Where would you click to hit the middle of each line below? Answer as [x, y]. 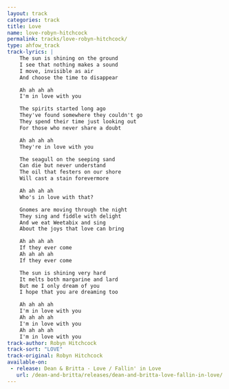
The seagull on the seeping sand [67, 159]
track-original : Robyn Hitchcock [55, 356]
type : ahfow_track [33, 45]
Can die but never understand [63, 166]
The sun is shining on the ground [69, 59]
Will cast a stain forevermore [64, 179]
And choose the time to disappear [69, 77]
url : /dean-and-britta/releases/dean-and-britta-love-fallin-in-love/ [120, 375]
